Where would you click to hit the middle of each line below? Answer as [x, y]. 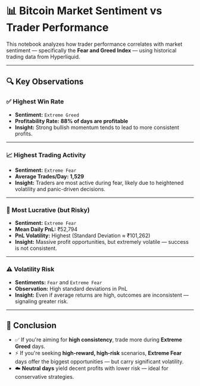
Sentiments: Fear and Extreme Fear [58, 282]
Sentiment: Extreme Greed [47, 114]
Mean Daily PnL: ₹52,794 [46, 230]
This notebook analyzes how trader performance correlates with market [94, 44]
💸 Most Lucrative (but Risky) [48, 210]
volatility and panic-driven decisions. [60, 189]
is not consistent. [36, 248]
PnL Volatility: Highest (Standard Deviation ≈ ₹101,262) [82, 236]
